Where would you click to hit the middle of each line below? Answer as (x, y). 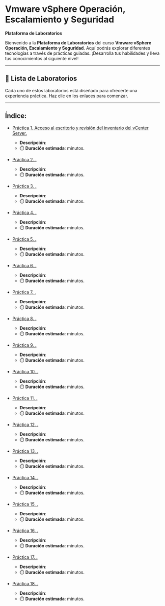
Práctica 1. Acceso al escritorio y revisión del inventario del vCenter (80, 128)
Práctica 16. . (25, 531)
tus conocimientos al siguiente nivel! (42, 58)
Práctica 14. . (25, 477)
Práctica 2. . (24, 159)
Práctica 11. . (25, 398)
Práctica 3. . (24, 186)
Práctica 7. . (24, 292)
